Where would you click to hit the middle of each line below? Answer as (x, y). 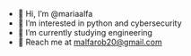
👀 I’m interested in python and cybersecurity (100, 23)
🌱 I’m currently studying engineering (85, 32)
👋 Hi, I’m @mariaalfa (55, 14)
